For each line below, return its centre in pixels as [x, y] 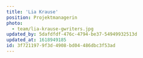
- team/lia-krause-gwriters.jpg [53, 29]
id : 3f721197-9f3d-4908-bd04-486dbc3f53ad [61, 46]
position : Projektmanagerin [42, 18]
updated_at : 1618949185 [37, 40]
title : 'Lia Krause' [33, 12]
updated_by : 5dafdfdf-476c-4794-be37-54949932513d [72, 34]
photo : [15, 23]
